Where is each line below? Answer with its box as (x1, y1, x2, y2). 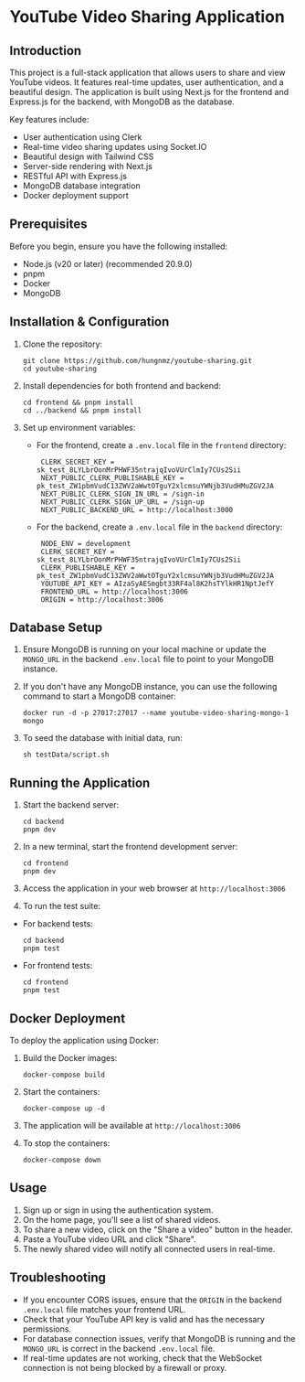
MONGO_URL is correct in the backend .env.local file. (22, 1343, 216, 1354)
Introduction (9, 43, 82, 59)
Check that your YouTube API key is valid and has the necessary (22, 1313, 265, 1324)
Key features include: (9, 114, 89, 124)
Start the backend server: (22, 799, 120, 810)
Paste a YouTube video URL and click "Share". (22, 1233, 196, 1245)
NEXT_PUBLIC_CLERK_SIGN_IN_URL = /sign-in (40, 489, 205, 498)
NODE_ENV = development (40, 539, 131, 548)
